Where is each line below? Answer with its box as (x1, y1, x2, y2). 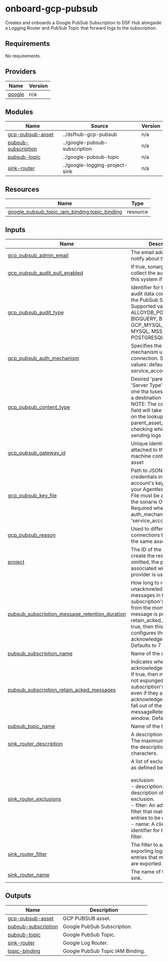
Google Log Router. (62, 939, 108, 946)
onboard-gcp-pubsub (5, 3, 98, 15)
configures (130, 629, 156, 636)
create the (130, 552, 155, 559)
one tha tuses (130, 388, 163, 395)
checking (130, 426, 153, 432)
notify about (130, 255, 159, 262)
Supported (130, 303, 156, 309)
